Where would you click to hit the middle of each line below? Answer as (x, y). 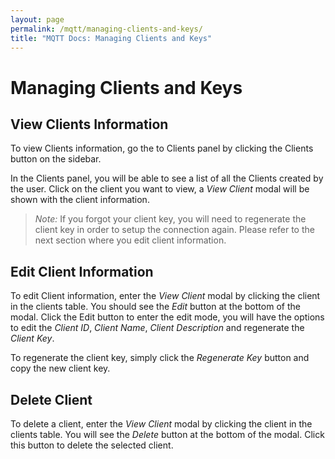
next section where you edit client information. (130, 240)
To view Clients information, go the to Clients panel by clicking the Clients (162, 148)
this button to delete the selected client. (92, 445)
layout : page (37, 19)
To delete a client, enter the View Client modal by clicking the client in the (161, 424)
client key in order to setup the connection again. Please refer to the (174, 230)
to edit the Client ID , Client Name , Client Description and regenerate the (157, 328)
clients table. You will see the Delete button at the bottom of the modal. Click (167, 434)
